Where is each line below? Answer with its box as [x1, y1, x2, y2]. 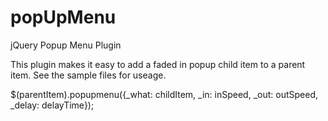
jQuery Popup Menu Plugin [10, 39, 122, 51]
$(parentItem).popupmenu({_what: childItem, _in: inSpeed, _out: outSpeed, [10, 88, 319, 100]
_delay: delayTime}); [10, 99, 95, 111]
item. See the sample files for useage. [10, 69, 167, 81]
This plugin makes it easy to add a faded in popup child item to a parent [10, 58, 306, 70]
